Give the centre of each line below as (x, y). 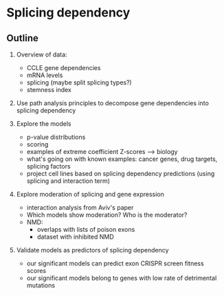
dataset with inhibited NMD (75, 237)
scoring (37, 144)
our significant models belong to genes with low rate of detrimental (122, 278)
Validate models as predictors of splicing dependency (92, 250)
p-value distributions (56, 137)
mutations (41, 285)
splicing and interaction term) (68, 181)
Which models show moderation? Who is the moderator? (107, 215)
